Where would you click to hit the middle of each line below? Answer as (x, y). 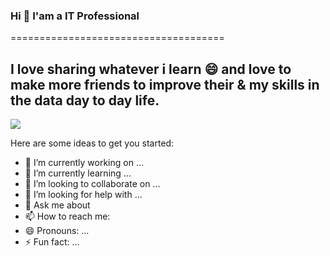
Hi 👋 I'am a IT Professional (75, 16)
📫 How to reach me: (67, 216)
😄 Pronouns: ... (57, 231)
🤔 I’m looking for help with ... (83, 195)
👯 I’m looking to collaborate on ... (92, 184)
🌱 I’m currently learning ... (78, 173)
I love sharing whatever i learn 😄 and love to (151, 69)
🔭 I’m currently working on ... (84, 163)
